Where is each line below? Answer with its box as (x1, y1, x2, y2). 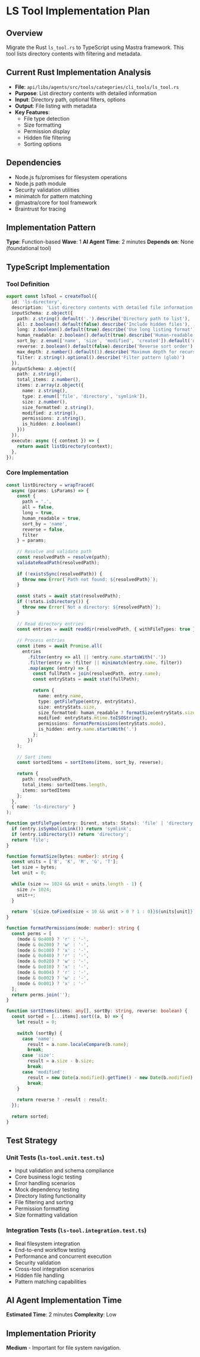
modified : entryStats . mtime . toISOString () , (37, 715, 148, 721)
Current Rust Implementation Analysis (6, 67, 152, 78)
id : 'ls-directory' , (11, 299, 62, 305)
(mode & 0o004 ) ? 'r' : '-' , (17, 970, 89, 976)
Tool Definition (6, 279, 49, 288)
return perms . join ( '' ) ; (11, 992, 70, 998)
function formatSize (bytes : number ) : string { (6, 853, 124, 859)
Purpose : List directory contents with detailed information (14, 90, 157, 97)
